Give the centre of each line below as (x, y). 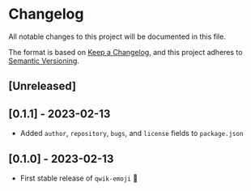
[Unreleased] (43, 86)
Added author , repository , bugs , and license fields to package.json (132, 134)
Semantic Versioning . (44, 61)
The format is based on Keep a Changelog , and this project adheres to (125, 52)
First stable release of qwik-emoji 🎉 (79, 178)
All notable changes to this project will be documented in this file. (117, 36)
